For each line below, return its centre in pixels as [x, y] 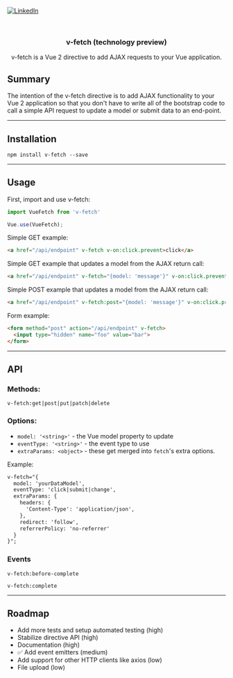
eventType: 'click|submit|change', [65, 490]
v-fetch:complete [32, 586]
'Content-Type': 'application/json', [80, 509]
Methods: [24, 389]
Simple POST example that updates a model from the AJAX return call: [108, 290]
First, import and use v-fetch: [49, 199]
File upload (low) [41, 668]
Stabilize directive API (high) [58, 638]
